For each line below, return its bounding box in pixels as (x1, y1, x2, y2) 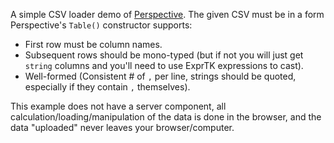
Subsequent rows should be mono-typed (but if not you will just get (24, 49, 304, 61)
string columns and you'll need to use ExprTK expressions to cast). (24, 60, 304, 71)
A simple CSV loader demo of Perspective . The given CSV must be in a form (10, 9, 325, 20)
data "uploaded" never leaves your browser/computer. (10, 122, 235, 133)
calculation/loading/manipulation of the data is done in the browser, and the (10, 111, 322, 123)
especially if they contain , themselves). (24, 81, 191, 93)
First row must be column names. (24, 39, 163, 50)
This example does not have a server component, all (10, 100, 227, 112)
